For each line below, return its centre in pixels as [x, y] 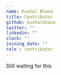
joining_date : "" [27, 44]
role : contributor [30, 49]
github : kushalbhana [31, 22]
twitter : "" [20, 28]
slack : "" [18, 38]
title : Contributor [30, 17]
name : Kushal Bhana [30, 11]
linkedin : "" [22, 33]
